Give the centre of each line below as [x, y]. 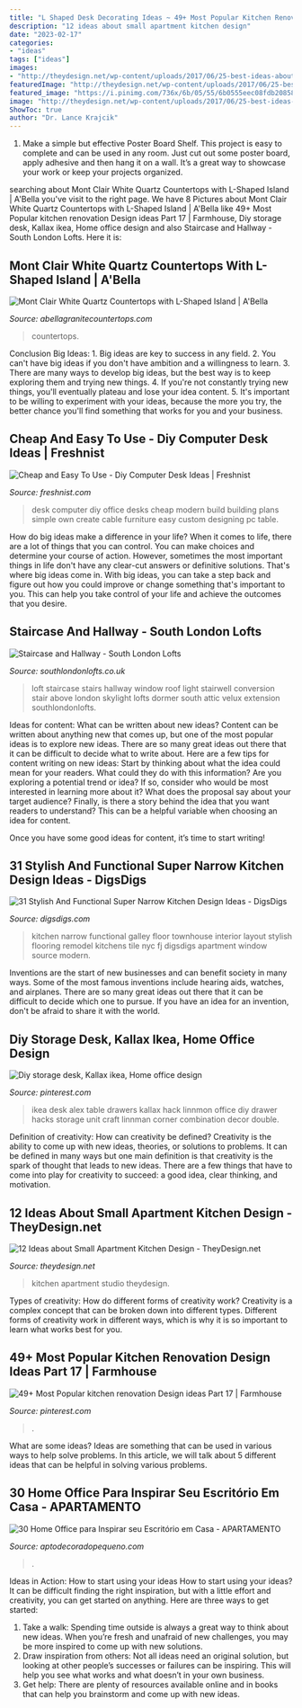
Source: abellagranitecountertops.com [81, 318]
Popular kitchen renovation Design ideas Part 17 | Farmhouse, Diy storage [146, 218]
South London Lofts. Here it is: [66, 237]
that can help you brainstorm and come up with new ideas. [131, 1694]
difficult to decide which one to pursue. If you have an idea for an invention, [149, 1001]
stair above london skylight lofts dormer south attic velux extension [155, 698]
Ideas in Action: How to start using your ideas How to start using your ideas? [151, 1581]
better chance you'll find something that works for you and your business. [146, 411]
